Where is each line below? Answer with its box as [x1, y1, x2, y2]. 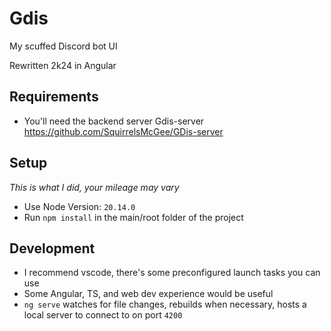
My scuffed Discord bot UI [9, 40, 118, 52]
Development [9, 240, 96, 257]
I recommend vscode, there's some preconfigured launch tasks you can [23, 267, 321, 279]
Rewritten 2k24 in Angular [9, 59, 117, 71]
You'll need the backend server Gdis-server [23, 115, 205, 127]
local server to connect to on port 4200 [23, 309, 183, 321]
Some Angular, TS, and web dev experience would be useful [23, 288, 274, 300]
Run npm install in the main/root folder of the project [23, 211, 244, 223]
